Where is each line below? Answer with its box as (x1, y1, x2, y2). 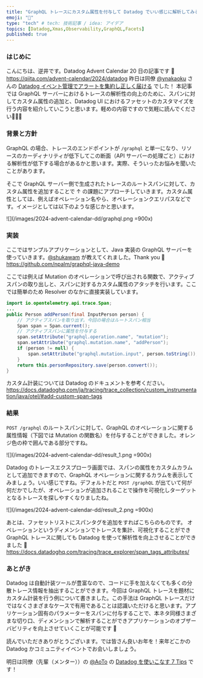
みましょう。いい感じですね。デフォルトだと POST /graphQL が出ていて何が (6, 479, 192, 486)
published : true (6, 32, 47, 38)
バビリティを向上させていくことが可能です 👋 (6, 625, 117, 632)
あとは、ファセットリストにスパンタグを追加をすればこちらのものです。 (6, 519, 186, 526)
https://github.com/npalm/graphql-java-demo (6, 261, 120, 268)
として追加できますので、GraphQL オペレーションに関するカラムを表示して (6, 471, 193, 479)
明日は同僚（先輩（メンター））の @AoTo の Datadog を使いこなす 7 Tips (6, 658, 187, 665)
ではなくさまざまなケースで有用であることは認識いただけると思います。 (6, 602, 185, 609)
